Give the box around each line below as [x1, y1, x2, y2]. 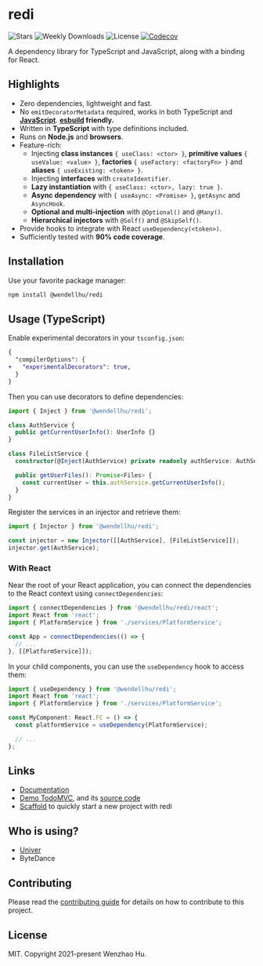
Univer [19, 845, 41, 855]
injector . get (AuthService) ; [8, 544, 100, 552]
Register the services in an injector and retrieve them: [8, 508, 181, 517]
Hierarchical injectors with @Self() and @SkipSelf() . [31, 215, 202, 224]
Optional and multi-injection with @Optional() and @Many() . [31, 206, 223, 217]
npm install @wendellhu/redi [8, 290, 103, 299]
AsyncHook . [31, 199, 66, 208]
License [8, 928, 48, 942]
